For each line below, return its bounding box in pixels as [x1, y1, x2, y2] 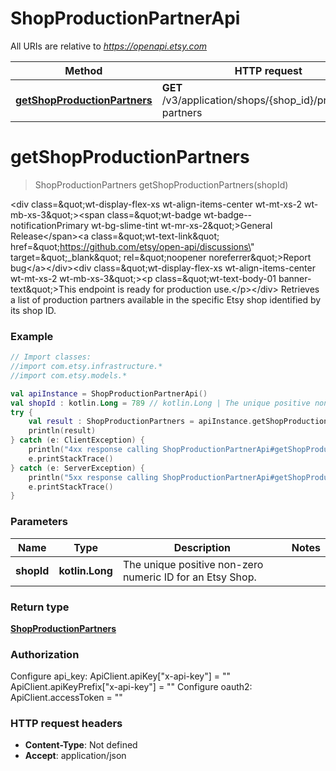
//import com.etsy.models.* [10, 370, 128, 381]
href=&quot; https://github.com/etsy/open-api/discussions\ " [10, 240, 255, 252]
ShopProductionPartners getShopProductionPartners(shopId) [34, 178, 289, 191]
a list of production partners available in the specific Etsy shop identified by [10, 293, 322, 306]
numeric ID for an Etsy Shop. [122, 570, 257, 584]
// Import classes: [10, 352, 92, 362]
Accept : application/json [24, 750, 127, 762]
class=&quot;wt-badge [106, 208, 202, 221]
